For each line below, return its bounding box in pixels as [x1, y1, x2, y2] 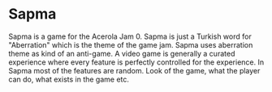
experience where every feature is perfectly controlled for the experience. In [8, 57, 265, 67]
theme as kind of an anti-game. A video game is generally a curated [8, 48, 235, 58]
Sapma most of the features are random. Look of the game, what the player [8, 65, 261, 75]
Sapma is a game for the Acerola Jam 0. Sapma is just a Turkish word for [8, 31, 252, 41]
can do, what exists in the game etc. [8, 74, 130, 84]
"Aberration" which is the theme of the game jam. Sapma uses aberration [8, 40, 253, 49]
